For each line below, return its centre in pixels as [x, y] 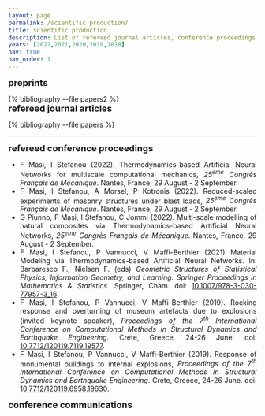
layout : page [30, 15]
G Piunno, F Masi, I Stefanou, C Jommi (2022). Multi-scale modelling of [138, 217]
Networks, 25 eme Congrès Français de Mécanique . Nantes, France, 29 [138, 235]
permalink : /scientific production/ [68, 23]
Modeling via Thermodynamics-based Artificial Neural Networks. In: [138, 260]
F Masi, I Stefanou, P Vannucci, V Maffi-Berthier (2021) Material [138, 252]
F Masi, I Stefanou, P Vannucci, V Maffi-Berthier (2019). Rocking [138, 302]
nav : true [24, 52]
